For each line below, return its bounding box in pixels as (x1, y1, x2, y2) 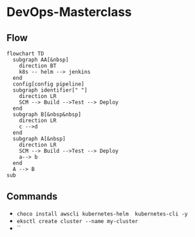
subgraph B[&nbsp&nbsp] (12, 111, 81, 118)
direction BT (19, 63, 57, 70)
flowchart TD (6, 50, 44, 57)
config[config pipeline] (12, 81, 85, 88)
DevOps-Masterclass (6, 4, 133, 20)
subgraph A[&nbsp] (12, 136, 67, 142)
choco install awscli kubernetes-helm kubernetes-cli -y (16, 210, 188, 218)
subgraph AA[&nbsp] (12, 56, 69, 63)
